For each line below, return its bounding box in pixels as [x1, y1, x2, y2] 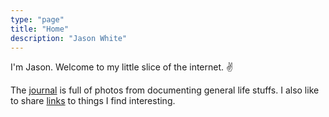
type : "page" [10, 14, 65, 25]
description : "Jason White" [10, 33, 128, 43]
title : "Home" [10, 24, 70, 34]
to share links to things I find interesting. [10, 95, 176, 107]
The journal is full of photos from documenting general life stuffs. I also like [10, 84, 320, 96]
